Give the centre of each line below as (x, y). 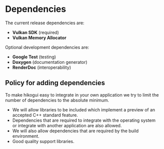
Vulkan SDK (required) (36, 32)
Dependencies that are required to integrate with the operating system (84, 120)
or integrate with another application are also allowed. (67, 125)
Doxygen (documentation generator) (50, 62)
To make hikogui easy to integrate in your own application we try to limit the (82, 95)
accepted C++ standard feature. (45, 115)
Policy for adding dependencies (55, 83)
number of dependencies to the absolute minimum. (57, 100)
